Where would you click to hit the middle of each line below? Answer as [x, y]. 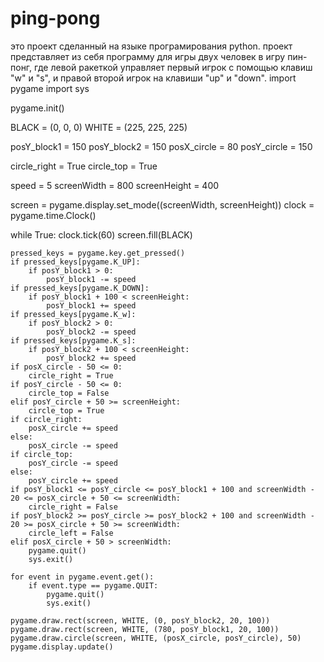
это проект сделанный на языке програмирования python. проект [151, 46]
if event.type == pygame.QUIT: [93, 585]
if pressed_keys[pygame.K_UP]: [75, 262]
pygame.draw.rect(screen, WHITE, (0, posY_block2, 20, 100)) [140, 620]
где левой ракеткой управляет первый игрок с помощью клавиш [173, 67]
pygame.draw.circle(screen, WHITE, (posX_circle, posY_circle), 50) [156, 638]
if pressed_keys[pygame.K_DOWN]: [80, 288]
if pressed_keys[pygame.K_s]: [73, 340]
